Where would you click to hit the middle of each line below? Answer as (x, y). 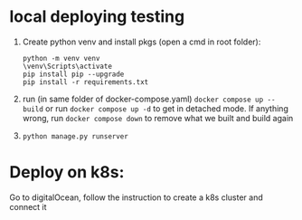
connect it (28, 206)
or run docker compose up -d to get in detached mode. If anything (167, 108)
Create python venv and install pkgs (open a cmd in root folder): (142, 42)
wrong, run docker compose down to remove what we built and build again (158, 118)
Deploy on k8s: (67, 172)
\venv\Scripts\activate (67, 66)
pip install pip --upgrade (73, 74)
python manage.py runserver (75, 136)
